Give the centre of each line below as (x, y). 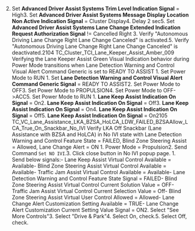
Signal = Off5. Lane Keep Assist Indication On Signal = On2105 (90, 115)
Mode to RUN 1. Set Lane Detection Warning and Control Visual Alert (97, 78)
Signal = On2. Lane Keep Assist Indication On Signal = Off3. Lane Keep (100, 103)
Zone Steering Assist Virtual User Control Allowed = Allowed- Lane (93, 197)
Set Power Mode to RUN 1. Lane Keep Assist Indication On (104, 97)
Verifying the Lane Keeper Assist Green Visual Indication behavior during (100, 59)
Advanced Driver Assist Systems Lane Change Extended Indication (96, 27)
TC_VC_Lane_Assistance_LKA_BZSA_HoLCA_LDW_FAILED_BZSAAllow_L (100, 122)
